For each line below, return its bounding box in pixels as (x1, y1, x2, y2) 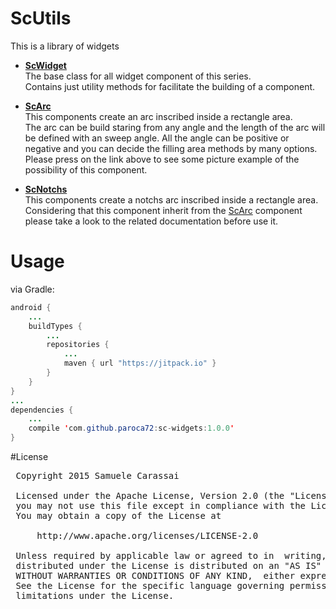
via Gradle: (10, 283, 55, 295)
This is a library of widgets (10, 40, 120, 52)
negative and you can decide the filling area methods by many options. (24, 142, 318, 154)
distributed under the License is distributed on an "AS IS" (15, 560, 322, 571)
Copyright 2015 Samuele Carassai (15, 470, 180, 481)
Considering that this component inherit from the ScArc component (24, 204, 303, 216)
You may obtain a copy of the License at (15, 510, 222, 521)
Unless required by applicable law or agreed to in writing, (15, 550, 327, 561)
